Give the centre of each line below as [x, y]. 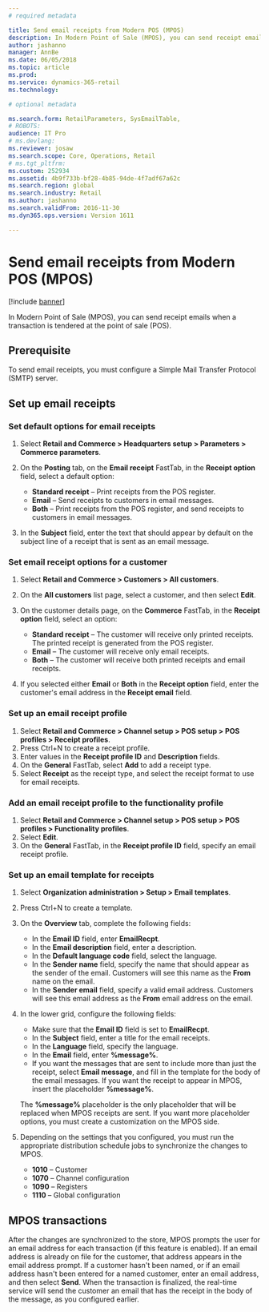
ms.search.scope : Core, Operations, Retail [82, 156]
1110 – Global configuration [76, 1195]
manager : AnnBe [34, 53]
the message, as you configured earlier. [74, 1299]
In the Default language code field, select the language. [124, 956]
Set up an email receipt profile [68, 714]
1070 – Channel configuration [80, 1178]
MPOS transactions [58, 1220]
